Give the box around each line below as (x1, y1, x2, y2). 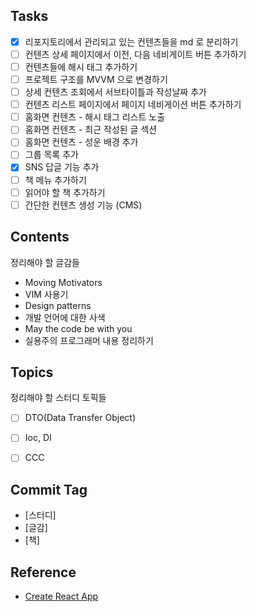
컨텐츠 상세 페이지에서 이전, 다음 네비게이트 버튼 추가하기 (24, 48, 247, 60)
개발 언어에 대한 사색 (24, 311, 106, 323)
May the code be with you (24, 322, 133, 334)
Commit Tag (10, 481, 88, 498)
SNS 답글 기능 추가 (24, 161, 100, 173)
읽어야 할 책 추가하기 (24, 186, 106, 198)
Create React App (24, 590, 99, 603)
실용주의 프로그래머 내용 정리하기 (24, 334, 154, 346)
